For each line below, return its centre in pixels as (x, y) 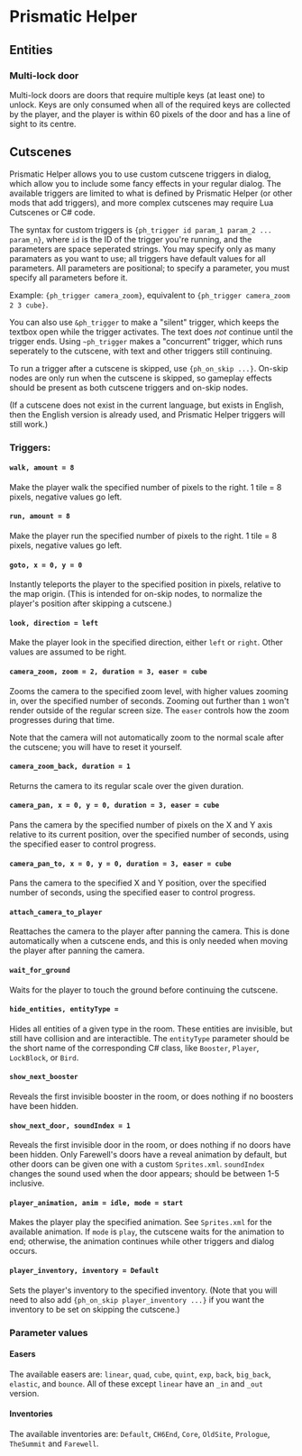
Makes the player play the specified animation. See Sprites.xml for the (141, 1222)
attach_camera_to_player (56, 912)
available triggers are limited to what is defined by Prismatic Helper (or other (151, 193)
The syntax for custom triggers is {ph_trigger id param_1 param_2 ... (141, 229)
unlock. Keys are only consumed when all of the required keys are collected (150, 105)
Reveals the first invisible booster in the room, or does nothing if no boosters (151, 1096)
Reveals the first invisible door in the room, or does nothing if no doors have (150, 1145)
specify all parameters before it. (69, 278)
